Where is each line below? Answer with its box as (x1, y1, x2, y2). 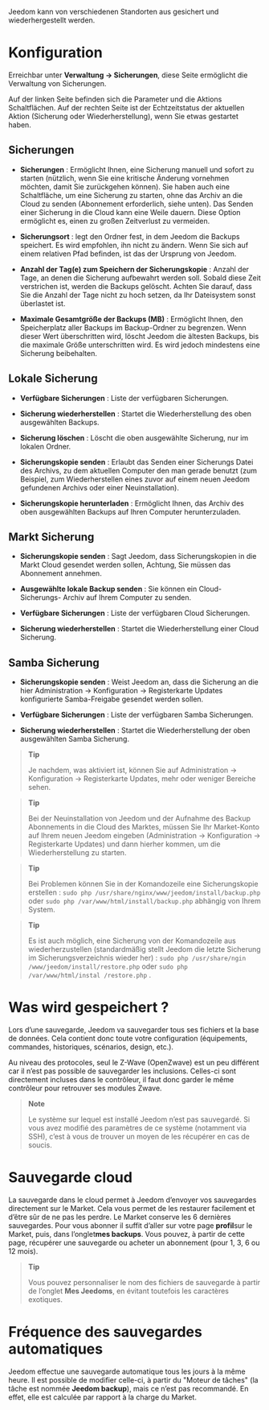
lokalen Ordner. (19, 441, 71, 451)
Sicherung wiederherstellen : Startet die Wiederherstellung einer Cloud (19, 624, 259, 634)
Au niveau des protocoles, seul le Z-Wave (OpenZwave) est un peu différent (8, 1058, 259, 1068)
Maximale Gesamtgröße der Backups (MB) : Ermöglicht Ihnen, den (19, 314, 243, 324)
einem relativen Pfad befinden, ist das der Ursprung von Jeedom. (19, 249, 237, 258)
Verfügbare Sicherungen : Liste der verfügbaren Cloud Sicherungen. (19, 608, 251, 618)
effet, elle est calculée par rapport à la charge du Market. (8, 1392, 197, 1402)
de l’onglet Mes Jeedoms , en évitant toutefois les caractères (27, 1286, 230, 1296)
